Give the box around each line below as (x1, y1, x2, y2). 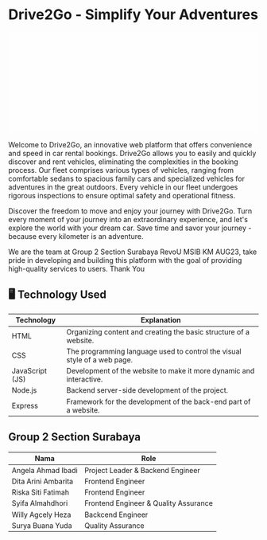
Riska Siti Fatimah (11, 487, 70, 497)
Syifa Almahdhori (11, 499, 68, 508)
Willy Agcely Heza (11, 510, 72, 519)
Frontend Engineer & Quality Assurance (84, 499, 213, 508)
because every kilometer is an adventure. (8, 231, 144, 241)
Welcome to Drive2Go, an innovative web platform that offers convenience (8, 139, 253, 149)
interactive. (66, 374, 103, 384)
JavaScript (11, 366, 48, 375)
